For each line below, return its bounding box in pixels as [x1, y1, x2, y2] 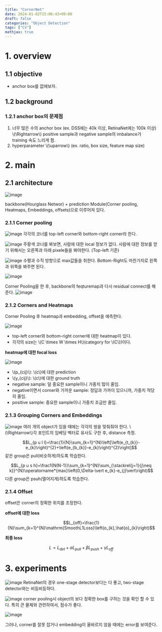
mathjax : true [5, 30, 34, 34]
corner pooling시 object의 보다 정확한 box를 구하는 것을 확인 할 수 [23, 596, 149, 601]
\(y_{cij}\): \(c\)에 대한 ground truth [12, 375, 80, 381]
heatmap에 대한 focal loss [5, 350, 57, 356]
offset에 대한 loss [5, 510, 40, 516]
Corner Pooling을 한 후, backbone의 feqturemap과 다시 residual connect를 [5, 283, 151, 289]
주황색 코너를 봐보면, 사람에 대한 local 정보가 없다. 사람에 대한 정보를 [23, 241, 152, 247]
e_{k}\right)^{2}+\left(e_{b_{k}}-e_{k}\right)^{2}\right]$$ [25, 444, 137, 450]
